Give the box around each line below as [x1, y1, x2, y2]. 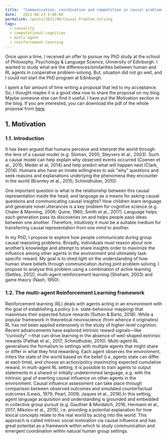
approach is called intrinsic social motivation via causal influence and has [5, 417, 156, 423]
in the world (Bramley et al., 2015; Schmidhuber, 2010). [5, 178, 118, 184]
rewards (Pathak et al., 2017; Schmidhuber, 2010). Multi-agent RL [5, 338, 139, 344]
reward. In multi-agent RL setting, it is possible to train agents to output [5, 364, 151, 370]
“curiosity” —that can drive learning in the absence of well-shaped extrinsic [5, 332, 161, 338]
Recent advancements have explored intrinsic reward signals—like [5, 327, 142, 333]
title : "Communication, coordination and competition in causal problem [5, 7, 162, 12]
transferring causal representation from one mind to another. [5, 225, 130, 231]
